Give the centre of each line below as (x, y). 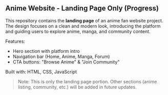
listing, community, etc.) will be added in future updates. (77, 87)
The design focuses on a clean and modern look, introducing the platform (83, 26)
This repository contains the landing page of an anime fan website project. (84, 20)
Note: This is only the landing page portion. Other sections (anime (87, 81)
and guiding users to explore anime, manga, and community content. (78, 31)
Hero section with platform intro (46, 51)
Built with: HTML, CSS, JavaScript (41, 72)
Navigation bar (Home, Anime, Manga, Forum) (61, 56)
